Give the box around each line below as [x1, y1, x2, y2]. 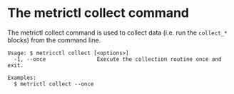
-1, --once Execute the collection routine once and [14, 55, 222, 63]
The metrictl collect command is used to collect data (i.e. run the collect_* [7, 28, 228, 37]
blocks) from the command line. [7, 35, 101, 44]
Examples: [7, 74, 37, 81]
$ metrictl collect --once [14, 80, 94, 88]
